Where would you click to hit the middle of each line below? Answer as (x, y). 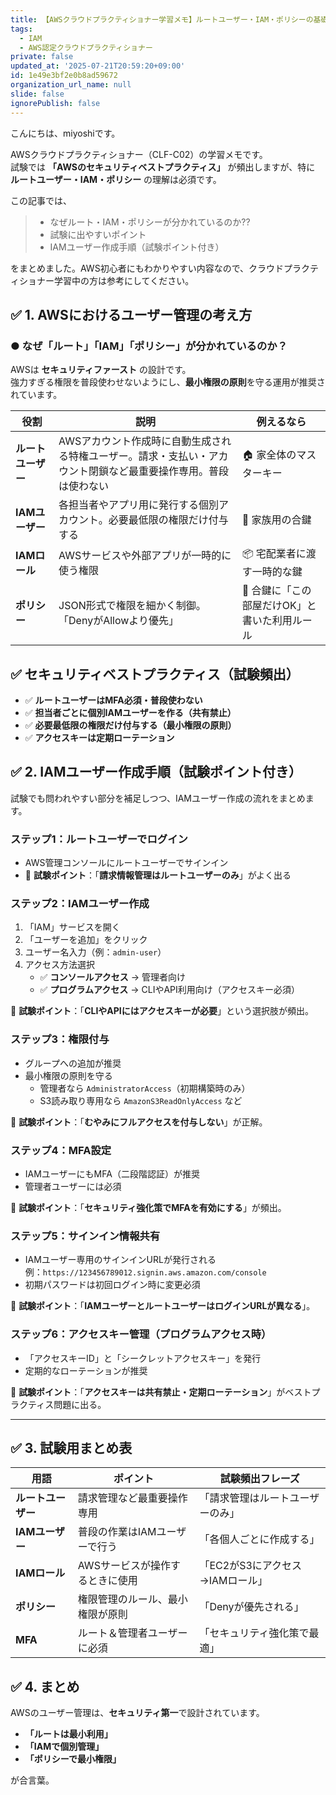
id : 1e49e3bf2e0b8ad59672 (64, 76)
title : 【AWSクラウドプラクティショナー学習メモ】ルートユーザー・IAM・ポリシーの (162, 19)
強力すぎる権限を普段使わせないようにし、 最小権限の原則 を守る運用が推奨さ (168, 382)
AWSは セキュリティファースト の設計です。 (101, 370)
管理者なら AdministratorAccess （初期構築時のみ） (145, 1088)
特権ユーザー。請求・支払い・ (138, 456)
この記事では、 (41, 200)
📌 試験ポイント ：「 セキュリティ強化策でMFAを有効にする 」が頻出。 (148, 1207)
